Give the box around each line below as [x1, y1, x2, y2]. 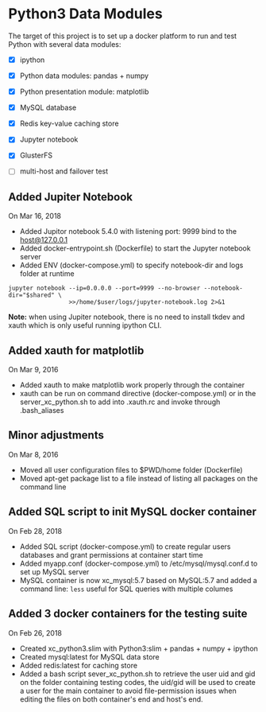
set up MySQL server [19, 566, 90, 577]
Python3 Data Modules [8, 5, 163, 23]
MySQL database [19, 103, 77, 112]
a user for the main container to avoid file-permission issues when [19, 686, 237, 695]
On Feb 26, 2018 [8, 628, 62, 637]
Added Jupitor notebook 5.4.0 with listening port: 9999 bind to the [19, 227, 237, 236]
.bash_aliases [19, 406, 64, 415]
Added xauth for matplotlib [8, 344, 145, 357]
